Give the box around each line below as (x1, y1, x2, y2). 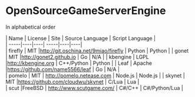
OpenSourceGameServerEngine (5, 4, 166, 18)
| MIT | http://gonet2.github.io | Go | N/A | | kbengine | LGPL (5, 53, 150, 60)
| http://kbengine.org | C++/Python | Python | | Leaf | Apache (5, 60, 153, 67)
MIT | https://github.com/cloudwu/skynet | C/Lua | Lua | (5, 78, 140, 85)
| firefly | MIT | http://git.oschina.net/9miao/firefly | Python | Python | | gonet (5, 47, 189, 54)
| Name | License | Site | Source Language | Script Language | (5, 34, 156, 41)
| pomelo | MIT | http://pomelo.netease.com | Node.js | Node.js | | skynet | (5, 72, 185, 79)
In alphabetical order (5, 23, 56, 30)
